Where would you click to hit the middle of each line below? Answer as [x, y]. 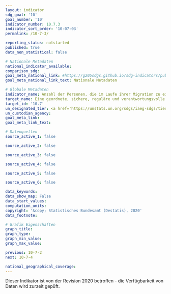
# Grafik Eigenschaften [31, 224]
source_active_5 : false [31, 173]
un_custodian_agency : [28, 113]
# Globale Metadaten [27, 90]
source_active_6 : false [31, 183]
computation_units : [26, 206]
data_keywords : [21, 192]
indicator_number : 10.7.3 [33, 24]
